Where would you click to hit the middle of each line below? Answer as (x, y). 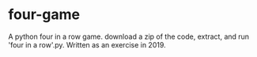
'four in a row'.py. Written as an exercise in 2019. (87, 44)
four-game (44, 15)
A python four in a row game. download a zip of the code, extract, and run (129, 36)
